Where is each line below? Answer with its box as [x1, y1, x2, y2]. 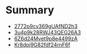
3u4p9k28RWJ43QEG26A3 [14, 28, 81, 35]
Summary [5, 3, 54, 17]
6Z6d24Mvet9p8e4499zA [14, 35, 78, 42]
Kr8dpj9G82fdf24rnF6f [14, 41, 71, 48]
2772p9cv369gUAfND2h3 [14, 23, 78, 30]
